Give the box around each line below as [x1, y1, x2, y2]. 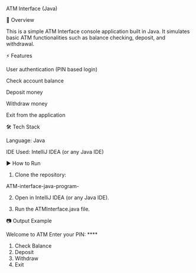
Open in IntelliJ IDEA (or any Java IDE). [14, 194, 109, 201]
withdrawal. [6, 41, 35, 47]
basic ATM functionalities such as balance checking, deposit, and [6, 34, 166, 41]
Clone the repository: [14, 171, 67, 178]
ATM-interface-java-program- [6, 183, 80, 189]
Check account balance [6, 77, 64, 84]
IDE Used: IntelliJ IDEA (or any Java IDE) [6, 149, 104, 155]
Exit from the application [6, 111, 66, 119]
